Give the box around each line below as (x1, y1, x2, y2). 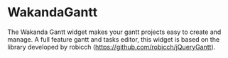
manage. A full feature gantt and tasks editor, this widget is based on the (7, 35, 220, 43)
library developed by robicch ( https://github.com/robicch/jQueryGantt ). (7, 42, 216, 51)
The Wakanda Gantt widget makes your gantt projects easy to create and (7, 28, 222, 36)
